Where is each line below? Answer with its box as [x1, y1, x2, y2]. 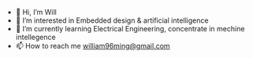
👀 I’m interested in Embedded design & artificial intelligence [15, 16, 209, 25]
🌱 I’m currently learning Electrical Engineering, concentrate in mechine [15, 24, 245, 33]
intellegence [15, 32, 57, 42]
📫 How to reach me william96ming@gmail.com [15, 42, 171, 50]
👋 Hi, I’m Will [15, 8, 57, 16]
